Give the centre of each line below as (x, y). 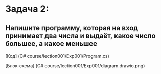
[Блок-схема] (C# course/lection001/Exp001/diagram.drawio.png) (75, 66)
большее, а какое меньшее (51, 44)
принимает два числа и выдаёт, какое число (80, 35)
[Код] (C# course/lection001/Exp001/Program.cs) (57, 56)
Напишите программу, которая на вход (72, 28)
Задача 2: (27, 9)
